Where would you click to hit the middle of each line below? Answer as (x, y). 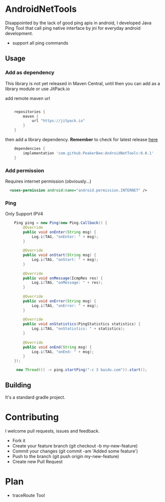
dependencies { (30, 149)
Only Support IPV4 (24, 214)
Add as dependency (30, 73)
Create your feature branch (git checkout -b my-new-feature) (75, 446)
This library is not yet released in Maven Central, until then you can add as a (82, 83)
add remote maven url (28, 98)
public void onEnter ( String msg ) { (60, 232)
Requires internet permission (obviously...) (48, 181)
